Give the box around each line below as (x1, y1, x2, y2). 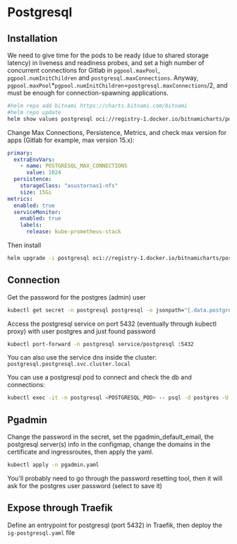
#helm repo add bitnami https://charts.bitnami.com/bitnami (7, 102, 188, 110)
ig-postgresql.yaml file (7, 528, 75, 537)
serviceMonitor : (13, 208, 61, 215)
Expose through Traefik (7, 502, 113, 514)
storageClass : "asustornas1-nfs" (20, 182, 119, 189)
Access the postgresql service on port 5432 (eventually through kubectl (7, 319, 217, 328)
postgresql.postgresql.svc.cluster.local (7, 361, 131, 368)
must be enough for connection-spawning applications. (7, 89, 169, 97)
